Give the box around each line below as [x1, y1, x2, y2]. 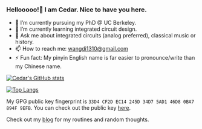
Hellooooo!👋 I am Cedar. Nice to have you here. [6, 5, 147, 14]
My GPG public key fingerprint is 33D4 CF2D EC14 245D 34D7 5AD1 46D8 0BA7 [6, 98, 195, 105]
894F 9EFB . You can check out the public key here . [6, 104, 131, 112]
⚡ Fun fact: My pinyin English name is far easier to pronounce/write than [15, 54, 195, 61]
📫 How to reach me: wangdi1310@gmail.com [15, 45, 129, 52]
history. [15, 39, 34, 46]
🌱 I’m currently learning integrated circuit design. [15, 25, 137, 33]
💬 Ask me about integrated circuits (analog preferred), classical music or [15, 32, 196, 39]
